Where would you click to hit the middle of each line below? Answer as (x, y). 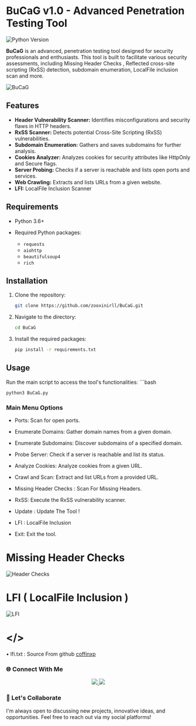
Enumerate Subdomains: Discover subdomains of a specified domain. (98, 443)
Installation (27, 281)
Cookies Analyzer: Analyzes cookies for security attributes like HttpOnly (102, 157)
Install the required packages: (50, 339)
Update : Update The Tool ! (47, 511)
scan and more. (25, 76)
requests (34, 244)
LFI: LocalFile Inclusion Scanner (53, 188)
